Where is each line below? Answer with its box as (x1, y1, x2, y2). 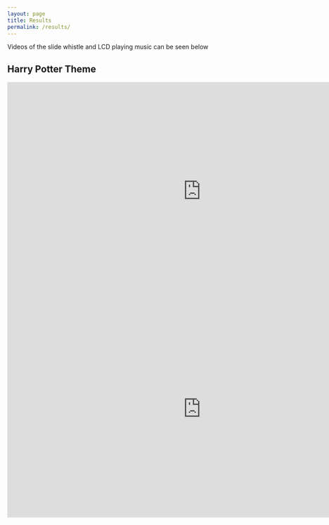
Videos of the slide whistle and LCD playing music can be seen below (7, 43, 209, 51)
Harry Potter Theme (7, 63, 96, 75)
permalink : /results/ (7, 23, 71, 30)
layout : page (7, 10, 46, 18)
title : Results (7, 17, 52, 24)
